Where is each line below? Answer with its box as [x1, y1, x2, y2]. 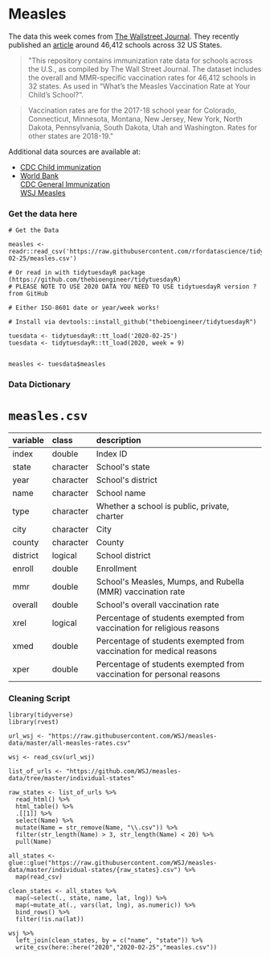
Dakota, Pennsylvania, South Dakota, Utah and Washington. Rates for [27, 122, 258, 132]
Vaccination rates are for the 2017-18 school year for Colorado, [27, 105, 237, 115]
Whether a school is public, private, [96, 501, 230, 512]
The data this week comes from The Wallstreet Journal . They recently [8, 31, 239, 41]
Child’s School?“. [27, 89, 84, 99]
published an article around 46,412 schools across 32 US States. [8, 39, 223, 49]
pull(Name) [15, 838, 52, 846]
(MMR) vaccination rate [96, 586, 186, 597]
